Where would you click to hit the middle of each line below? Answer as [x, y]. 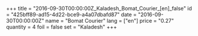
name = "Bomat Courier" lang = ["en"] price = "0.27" [110, 21]
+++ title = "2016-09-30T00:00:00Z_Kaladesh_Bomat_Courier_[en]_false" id [99, 8]
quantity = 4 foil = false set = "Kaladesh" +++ [61, 27]
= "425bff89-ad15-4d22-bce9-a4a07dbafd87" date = [72, 15]
